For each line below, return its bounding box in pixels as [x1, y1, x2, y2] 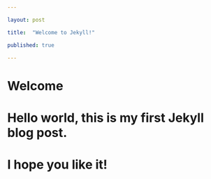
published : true [7, 41, 54, 49]
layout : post [7, 16, 45, 23]
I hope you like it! [7, 157, 108, 172]
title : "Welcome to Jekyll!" [7, 29, 96, 36]
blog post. [7, 124, 68, 141]
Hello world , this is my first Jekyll [7, 110, 205, 126]
